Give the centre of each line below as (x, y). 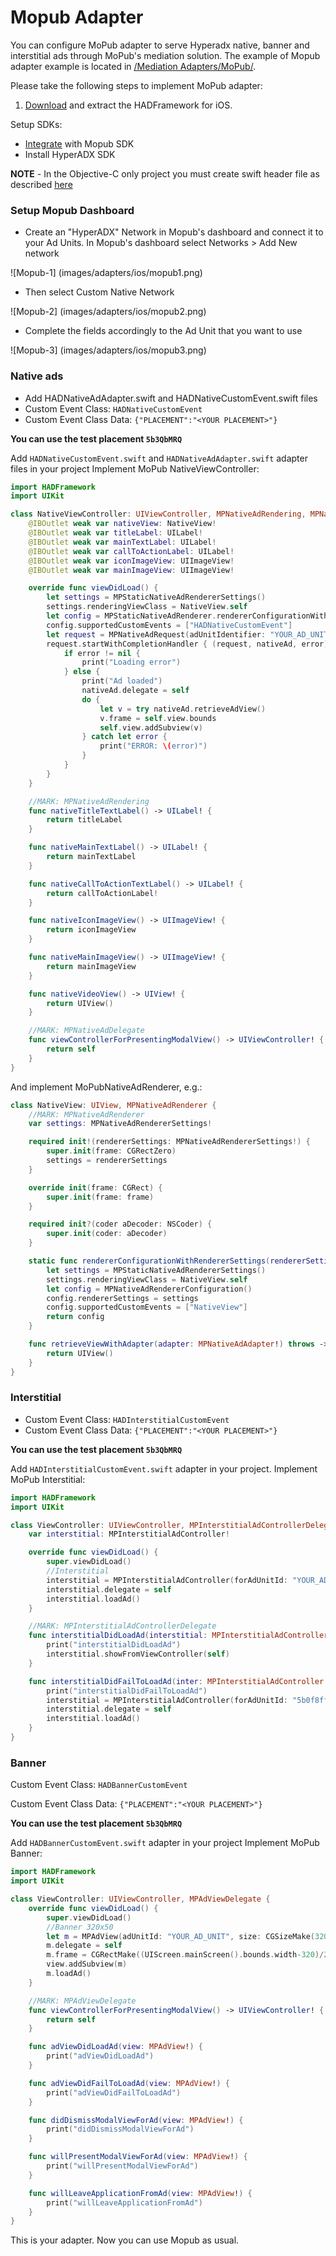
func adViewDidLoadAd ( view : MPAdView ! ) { (115, 2047)
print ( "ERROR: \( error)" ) (153, 746)
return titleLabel (84, 820)
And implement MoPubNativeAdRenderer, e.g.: (106, 1087)
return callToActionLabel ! (102, 893)
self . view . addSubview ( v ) (151, 727)
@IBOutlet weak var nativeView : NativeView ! (122, 524)
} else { (82, 672)
